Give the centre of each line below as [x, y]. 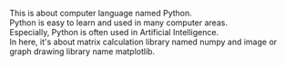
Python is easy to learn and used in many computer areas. [118, 23]
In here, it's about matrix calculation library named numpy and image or [143, 42]
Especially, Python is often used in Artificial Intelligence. [114, 32]
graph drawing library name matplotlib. [82, 52]
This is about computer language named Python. [101, 13]
